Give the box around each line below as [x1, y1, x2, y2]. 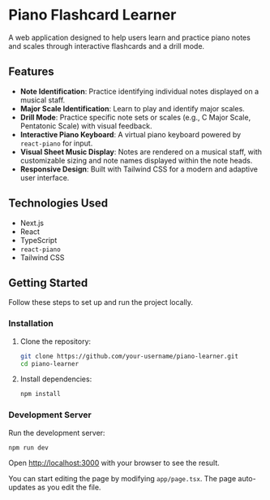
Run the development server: [8, 428, 105, 437]
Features [8, 65, 54, 79]
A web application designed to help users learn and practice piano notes [8, 33, 251, 42]
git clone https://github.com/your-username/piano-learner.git [19, 352, 239, 360]
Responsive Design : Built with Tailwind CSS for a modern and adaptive [19, 164, 258, 174]
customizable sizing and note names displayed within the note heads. [19, 155, 253, 165]
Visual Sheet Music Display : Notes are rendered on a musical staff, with [19, 146, 262, 156]
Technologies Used [8, 197, 108, 211]
